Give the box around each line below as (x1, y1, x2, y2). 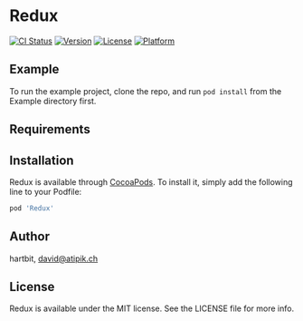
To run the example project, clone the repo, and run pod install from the (9, 85, 282, 96)
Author (9, 229, 50, 245)
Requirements (9, 122, 90, 137)
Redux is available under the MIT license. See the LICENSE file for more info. (9, 303, 295, 314)
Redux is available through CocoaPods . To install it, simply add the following (9, 176, 293, 187)
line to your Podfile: (9, 186, 82, 197)
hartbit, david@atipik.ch (9, 253, 99, 264)
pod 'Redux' (9, 203, 54, 213)
